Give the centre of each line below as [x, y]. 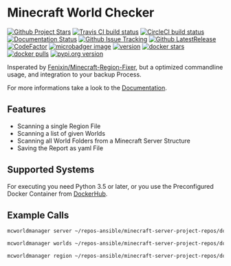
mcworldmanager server [40, 231]
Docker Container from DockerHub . [57, 194]
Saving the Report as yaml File [60, 148]
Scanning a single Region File [59, 126]
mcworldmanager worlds [40, 244]
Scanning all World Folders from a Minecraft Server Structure [103, 141]
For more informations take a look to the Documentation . [87, 88]
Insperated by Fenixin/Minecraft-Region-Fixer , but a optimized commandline [115, 67]
